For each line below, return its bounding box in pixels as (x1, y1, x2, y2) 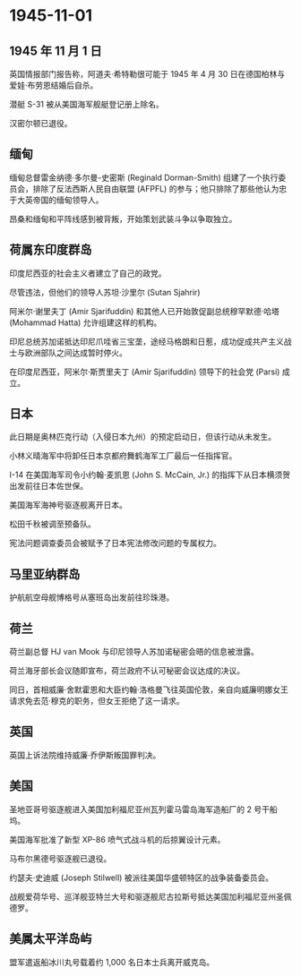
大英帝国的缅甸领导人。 (16, 194, 104, 205)
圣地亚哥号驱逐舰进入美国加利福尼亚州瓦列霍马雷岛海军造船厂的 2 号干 (9, 803, 271, 815)
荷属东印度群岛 (9, 243, 92, 258)
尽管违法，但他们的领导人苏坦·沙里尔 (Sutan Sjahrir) (9, 287, 201, 297)
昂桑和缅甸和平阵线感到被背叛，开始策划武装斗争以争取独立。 (9, 213, 237, 224)
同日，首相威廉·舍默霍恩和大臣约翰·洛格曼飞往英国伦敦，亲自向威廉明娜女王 (9, 684, 289, 695)
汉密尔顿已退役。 (9, 118, 73, 128)
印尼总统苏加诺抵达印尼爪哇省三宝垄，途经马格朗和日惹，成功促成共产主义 (9, 336, 284, 347)
